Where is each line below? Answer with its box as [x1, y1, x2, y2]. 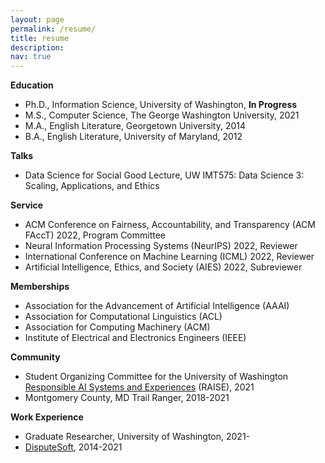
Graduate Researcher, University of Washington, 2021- [24, 431, 251, 443]
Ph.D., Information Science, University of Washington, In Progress [24, 99, 298, 111]
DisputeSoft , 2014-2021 [24, 441, 123, 453]
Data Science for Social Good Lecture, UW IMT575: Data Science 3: [24, 169, 305, 181]
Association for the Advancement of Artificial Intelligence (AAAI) [24, 300, 290, 312]
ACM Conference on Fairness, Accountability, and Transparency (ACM [24, 219, 316, 231]
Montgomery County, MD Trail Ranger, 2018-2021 [24, 392, 230, 404]
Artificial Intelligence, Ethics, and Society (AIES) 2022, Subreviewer [24, 261, 303, 273]
